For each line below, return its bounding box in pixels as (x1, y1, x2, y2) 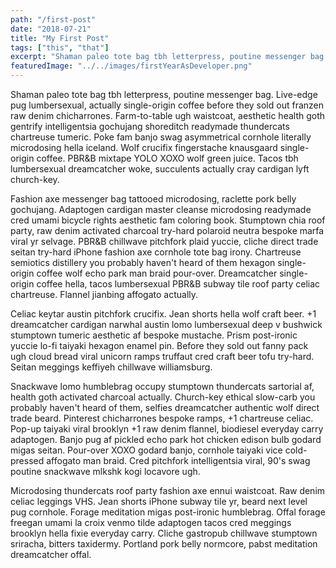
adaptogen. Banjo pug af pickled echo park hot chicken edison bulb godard (10, 434, 322, 445)
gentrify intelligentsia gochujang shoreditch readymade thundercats (10, 121, 290, 132)
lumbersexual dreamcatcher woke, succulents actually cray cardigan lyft (10, 163, 310, 175)
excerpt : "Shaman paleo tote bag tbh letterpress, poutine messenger (10, 52, 307, 62)
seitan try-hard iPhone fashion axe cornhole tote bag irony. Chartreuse (10, 246, 302, 258)
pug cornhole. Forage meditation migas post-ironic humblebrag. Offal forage (10, 506, 326, 518)
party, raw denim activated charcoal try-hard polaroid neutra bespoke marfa (10, 225, 325, 236)
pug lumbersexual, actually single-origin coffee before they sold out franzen (10, 99, 325, 111)
